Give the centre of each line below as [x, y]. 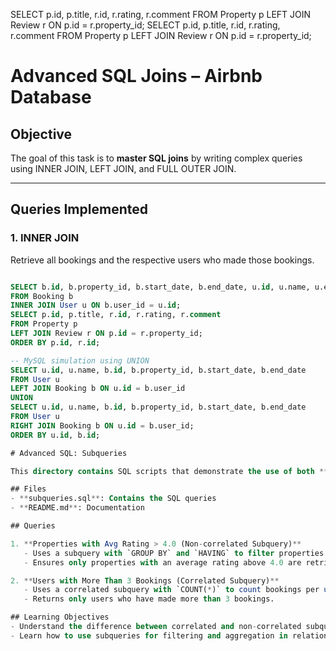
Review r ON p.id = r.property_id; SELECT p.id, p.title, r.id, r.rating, [145, 25]
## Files [28, 489]
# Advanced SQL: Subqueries [69, 453]
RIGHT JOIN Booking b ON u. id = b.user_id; [102, 425]
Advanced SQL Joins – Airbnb [136, 76]
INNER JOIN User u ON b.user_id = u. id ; [96, 305]
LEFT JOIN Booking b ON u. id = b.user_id [98, 389]
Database [51, 97]
